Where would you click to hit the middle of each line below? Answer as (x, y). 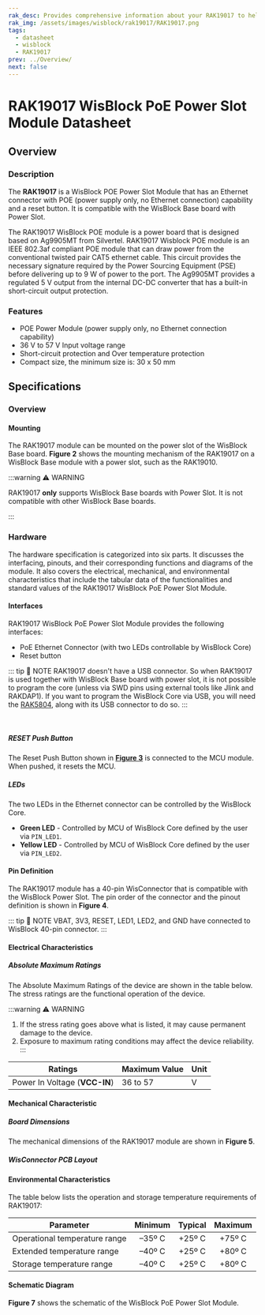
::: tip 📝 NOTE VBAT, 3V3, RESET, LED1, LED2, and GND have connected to (129, 921)
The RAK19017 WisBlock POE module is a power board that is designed (123, 232)
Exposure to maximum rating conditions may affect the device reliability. (136, 1041)
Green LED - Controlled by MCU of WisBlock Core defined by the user (134, 828)
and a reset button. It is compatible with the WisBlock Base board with (122, 208)
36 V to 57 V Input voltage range (73, 345)
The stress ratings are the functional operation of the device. (107, 994)
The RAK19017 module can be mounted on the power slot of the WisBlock (128, 445)
